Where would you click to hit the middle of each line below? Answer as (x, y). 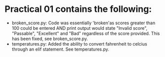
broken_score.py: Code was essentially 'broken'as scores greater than (83, 23)
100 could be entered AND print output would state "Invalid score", (80, 28)
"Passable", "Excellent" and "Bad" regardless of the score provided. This (86, 33)
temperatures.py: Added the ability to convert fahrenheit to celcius (80, 44)
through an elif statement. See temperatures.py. (61, 49)
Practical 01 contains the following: (78, 9)
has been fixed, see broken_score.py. (50, 39)
